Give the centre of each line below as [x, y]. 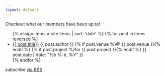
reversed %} [25, 39]
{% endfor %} [27, 60]
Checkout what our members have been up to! [53, 24]
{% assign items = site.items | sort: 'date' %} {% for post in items [79, 33]
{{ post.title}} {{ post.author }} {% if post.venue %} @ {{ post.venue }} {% [86, 44]
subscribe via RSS [24, 70]
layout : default [22, 10]
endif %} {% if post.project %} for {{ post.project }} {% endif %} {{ [79, 49]
